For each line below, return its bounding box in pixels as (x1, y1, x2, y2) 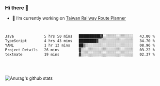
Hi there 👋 (5, 4, 29, 11)
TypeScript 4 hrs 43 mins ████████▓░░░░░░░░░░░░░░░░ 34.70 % (5, 39, 155, 43)
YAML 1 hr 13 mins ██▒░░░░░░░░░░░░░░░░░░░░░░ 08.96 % (5, 43, 155, 48)
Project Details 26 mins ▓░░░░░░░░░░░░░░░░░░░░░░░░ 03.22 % (5, 47, 155, 52)
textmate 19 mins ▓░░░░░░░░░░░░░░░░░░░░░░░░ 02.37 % (5, 52, 155, 57)
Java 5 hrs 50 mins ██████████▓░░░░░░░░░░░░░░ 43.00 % (5, 34, 155, 39)
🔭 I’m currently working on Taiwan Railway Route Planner (12, 15, 126, 21)
